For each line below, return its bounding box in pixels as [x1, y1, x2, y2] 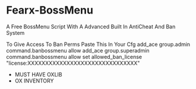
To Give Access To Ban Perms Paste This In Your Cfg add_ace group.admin [6, 41, 191, 48]
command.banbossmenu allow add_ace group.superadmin [6, 47, 150, 54]
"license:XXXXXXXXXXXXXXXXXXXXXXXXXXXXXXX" [6, 60, 140, 67]
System [6, 29, 25, 36]
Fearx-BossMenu [6, 4, 94, 17]
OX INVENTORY [14, 77, 54, 84]
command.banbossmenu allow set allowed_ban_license [6, 53, 143, 60]
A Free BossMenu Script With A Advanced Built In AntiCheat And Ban [6, 23, 176, 30]
